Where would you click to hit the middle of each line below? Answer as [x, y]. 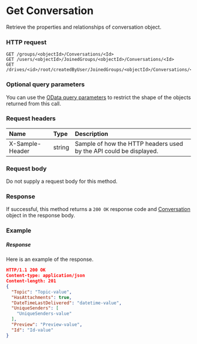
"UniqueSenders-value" [44, 314]
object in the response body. [40, 216]
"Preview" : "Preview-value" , [47, 325]
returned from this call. [34, 103]
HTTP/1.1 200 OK [26, 270]
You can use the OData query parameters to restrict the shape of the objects [98, 97]
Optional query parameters [45, 84]
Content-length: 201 [31, 281]
